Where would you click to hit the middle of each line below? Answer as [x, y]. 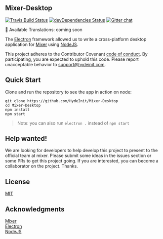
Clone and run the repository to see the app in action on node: [68, 92]
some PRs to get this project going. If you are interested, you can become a [82, 161]
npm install [17, 110]
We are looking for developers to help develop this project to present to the [81, 151]
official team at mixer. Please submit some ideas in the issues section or [78, 156]
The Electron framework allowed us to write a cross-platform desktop [76, 39]
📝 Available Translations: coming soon [44, 30]
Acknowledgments [35, 209]
